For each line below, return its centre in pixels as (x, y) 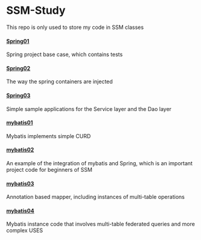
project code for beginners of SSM (49, 169)
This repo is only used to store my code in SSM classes (75, 27)
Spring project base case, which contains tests (65, 54)
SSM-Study (36, 11)
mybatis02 (20, 150)
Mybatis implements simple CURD (49, 136)
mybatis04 (20, 210)
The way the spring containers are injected (59, 81)
